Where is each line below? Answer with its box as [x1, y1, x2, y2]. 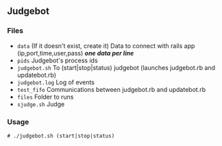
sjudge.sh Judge [16, 99, 65, 108]
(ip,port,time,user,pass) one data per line [16, 49, 134, 57]
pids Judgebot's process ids [16, 56, 98, 64]
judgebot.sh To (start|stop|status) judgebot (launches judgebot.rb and [16, 63, 216, 71]
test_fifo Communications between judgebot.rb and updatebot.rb [16, 85, 206, 93]
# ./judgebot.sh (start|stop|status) [7, 132, 115, 139]
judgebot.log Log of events [16, 78, 95, 86]
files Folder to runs [16, 93, 74, 101]
